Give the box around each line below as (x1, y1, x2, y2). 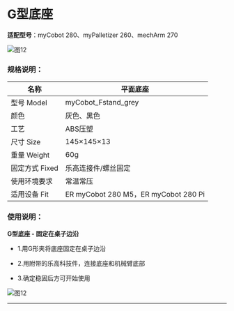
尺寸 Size (10, 137, 41, 147)
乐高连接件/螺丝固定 (65, 163, 131, 173)
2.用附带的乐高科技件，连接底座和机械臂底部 (17, 259, 146, 267)
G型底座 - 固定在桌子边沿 (7, 229, 79, 238)
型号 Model (10, 98, 47, 108)
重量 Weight (10, 151, 50, 160)
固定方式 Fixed (10, 163, 59, 173)
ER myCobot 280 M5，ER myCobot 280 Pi (65, 190, 205, 199)
